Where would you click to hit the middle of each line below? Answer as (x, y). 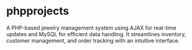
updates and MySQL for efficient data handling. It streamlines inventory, (96, 34)
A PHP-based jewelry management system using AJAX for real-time (91, 28)
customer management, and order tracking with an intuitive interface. (93, 40)
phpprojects (38, 11)
